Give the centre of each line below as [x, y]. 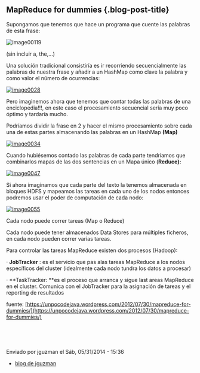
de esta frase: [23, 31]
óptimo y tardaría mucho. [37, 114]
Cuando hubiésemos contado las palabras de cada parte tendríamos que [96, 155]
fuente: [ [17, 304]
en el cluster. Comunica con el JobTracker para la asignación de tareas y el [99, 286]
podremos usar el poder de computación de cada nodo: [75, 198]
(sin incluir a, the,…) [31, 54]
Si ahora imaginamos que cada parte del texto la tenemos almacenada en [96, 184]
